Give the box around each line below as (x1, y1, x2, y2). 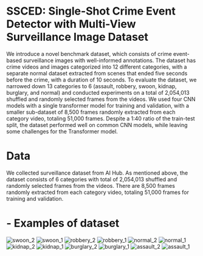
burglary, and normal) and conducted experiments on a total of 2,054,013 (6, 89, 190, 96)
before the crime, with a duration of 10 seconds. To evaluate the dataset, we (6, 76, 197, 83)
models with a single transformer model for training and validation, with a (6, 102, 190, 109)
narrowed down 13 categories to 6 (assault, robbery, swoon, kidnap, (6, 82, 177, 89)
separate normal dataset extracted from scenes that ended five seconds (6, 69, 188, 77)
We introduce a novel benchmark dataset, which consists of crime (6, 50, 172, 57)
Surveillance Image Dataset (6, 30, 149, 44)
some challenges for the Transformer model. (6, 128, 119, 135)
